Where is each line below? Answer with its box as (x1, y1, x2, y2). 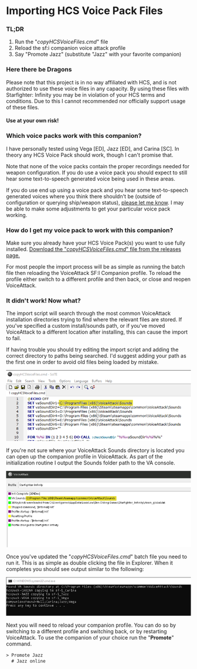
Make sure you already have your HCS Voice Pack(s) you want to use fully (6, 239, 186, 246)
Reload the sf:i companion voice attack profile (14, 45, 126, 52)
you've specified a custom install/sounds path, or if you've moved (6, 322, 165, 330)
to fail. (6, 335, 22, 342)
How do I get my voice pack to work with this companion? (6, 226, 174, 234)
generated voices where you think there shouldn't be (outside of (6, 192, 161, 200)
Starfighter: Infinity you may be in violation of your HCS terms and (6, 91, 165, 98)
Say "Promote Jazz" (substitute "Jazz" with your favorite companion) (14, 51, 182, 58)
